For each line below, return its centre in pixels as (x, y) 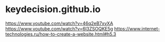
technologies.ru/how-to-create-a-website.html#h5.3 (61, 34)
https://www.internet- (137, 28)
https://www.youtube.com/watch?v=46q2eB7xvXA (59, 23)
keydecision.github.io (53, 9)
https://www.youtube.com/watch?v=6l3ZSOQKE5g (59, 28)
